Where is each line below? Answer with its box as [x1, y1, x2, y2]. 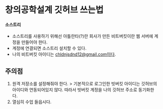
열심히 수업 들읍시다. [12, 99, 52, 105]
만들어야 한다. [21, 39, 48, 45]
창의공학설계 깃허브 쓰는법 [5, 4, 104, 16]
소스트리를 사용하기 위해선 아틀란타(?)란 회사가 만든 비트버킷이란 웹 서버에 [12, 33, 153, 39]
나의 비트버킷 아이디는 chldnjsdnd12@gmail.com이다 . [12, 51, 116, 57]
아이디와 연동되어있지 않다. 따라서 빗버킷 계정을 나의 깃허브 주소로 [12, 87, 138, 93]
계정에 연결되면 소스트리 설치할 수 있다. [12, 46, 87, 51]
